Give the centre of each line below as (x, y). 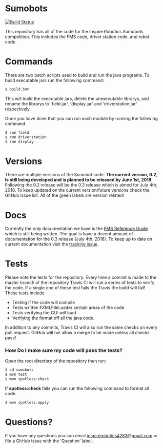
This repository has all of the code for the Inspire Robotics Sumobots (74, 31)
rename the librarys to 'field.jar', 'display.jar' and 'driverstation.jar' (71, 103)
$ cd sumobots (20, 370)
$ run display (20, 142)
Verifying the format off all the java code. (53, 318)
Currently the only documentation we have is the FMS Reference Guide (76, 229)
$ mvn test (16, 375)
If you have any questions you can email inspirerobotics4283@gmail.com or (81, 435)
